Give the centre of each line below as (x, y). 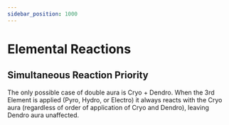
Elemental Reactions (69, 49)
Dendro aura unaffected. (43, 115)
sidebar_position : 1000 (43, 14)
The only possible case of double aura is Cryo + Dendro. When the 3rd (111, 92)
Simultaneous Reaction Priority (78, 75)
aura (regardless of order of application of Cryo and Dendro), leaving (108, 107)
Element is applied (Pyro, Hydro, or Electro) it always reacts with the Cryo (115, 99)
